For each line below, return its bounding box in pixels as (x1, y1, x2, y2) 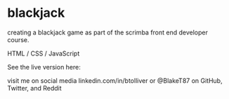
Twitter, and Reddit (7, 84, 62, 92)
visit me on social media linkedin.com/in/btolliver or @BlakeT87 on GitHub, (7, 76, 223, 85)
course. (7, 35, 30, 44)
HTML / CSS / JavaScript (7, 49, 80, 58)
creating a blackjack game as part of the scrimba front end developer (7, 28, 209, 37)
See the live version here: (7, 62, 81, 71)
